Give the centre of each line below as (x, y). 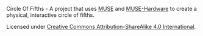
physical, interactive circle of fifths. (50, 15)
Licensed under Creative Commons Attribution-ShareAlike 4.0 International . (101, 27)
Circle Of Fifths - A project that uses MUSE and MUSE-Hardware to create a (101, 9)
